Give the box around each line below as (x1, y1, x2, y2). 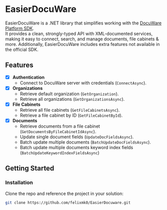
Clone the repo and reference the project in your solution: (5, 191, 124, 197)
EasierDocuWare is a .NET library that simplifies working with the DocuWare (5, 20, 162, 26)
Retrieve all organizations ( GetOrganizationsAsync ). (19, 96, 125, 102)
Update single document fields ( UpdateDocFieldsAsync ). (19, 134, 134, 140)
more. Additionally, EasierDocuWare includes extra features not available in (5, 41, 160, 47)
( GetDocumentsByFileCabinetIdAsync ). (19, 129, 96, 134)
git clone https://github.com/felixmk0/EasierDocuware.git (5, 200, 131, 205)
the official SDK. (5, 46, 38, 52)
